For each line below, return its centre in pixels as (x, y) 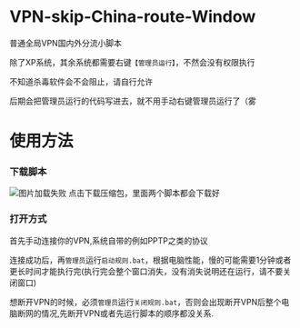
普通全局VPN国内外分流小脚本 (66, 43)
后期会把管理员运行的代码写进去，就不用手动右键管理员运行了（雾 (133, 101)
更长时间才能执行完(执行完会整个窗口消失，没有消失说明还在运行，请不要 (146, 271)
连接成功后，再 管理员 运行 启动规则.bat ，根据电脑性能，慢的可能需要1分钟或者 (150, 260)
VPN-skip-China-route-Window (133, 17)
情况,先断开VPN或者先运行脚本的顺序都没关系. (127, 313)
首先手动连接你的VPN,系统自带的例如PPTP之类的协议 (109, 240)
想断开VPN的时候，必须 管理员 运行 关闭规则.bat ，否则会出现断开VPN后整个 (145, 302)
